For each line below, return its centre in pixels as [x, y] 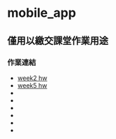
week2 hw [32, 78]
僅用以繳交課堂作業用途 [58, 40]
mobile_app [42, 13]
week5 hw [32, 85]
